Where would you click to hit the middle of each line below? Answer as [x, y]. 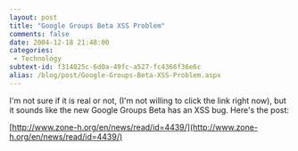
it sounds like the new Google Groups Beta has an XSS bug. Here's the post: [149, 110]
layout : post [33, 17]
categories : [31, 51]
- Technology [37, 59]
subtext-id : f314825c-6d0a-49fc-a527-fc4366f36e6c [105, 68]
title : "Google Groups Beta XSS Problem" [87, 26]
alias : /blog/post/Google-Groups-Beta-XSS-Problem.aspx [115, 75]
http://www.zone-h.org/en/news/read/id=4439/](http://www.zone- [135, 127]
